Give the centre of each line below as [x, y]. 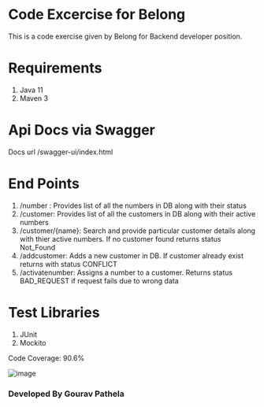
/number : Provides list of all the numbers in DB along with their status [133, 205]
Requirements [55, 68]
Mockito [33, 342]
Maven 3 [34, 98]
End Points [44, 183]
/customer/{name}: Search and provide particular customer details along [138, 231]
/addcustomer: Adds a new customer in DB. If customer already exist [132, 255]
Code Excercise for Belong [97, 15]
